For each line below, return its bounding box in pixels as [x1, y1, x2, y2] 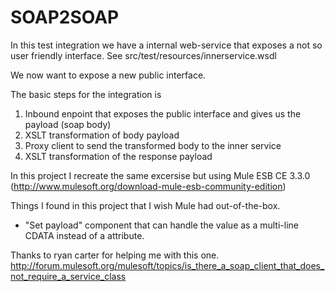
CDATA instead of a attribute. [24, 229, 145, 241]
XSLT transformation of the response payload [24, 150, 213, 162]
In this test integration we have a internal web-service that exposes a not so [10, 39, 323, 51]
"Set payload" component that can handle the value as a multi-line [24, 219, 299, 231]
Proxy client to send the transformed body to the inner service [24, 139, 282, 151]
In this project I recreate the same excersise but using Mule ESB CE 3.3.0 [10, 169, 311, 181]
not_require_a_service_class [10, 270, 127, 282]
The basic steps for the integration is [10, 88, 162, 100]
